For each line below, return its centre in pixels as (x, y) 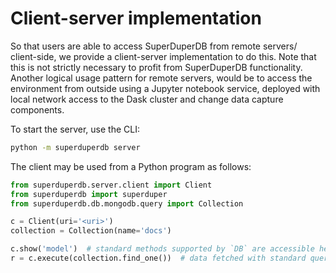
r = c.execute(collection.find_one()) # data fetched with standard (158, 258)
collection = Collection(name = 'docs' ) (91, 231)
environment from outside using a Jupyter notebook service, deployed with (165, 88)
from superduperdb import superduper (89, 194)
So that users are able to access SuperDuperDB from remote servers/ (154, 46)
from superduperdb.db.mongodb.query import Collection (127, 203)
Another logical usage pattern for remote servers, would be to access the (161, 78)
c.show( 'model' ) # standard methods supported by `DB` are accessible (162, 249)
